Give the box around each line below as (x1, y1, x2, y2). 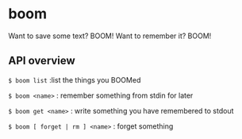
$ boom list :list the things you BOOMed (8, 75, 141, 84)
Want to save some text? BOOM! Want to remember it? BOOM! (8, 31, 212, 41)
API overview (8, 54, 75, 68)
